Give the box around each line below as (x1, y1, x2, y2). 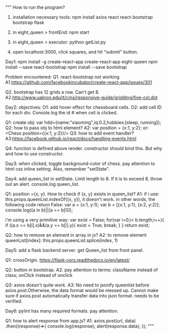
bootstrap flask (12, 20, 45, 25)
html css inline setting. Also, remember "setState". (5, 166, 110, 172)
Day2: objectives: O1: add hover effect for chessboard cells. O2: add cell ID (5, 104, 162, 110)
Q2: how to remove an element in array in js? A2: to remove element (5, 232, 147, 238)
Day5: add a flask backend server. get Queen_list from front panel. (5, 247, 144, 253)
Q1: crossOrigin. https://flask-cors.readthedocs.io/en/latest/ (5, 257, 130, 263)
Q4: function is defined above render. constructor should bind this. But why (5, 145, 162, 151)
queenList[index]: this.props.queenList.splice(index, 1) (5, 237, 118, 243)
